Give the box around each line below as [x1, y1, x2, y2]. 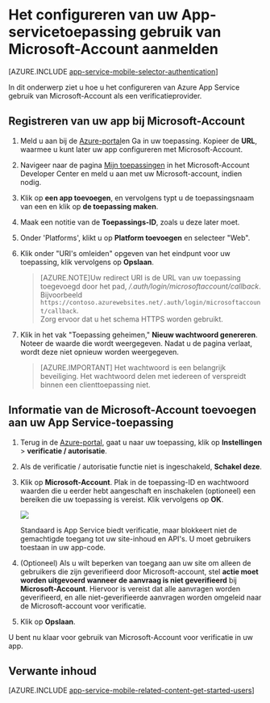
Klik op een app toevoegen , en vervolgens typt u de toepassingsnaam [19, 192, 255, 203]
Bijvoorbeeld [39, 289, 83, 300]
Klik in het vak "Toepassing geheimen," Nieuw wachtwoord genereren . [19, 330, 258, 339]
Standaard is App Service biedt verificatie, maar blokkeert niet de [19, 525, 238, 535]
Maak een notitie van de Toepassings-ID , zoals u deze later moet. [19, 217, 240, 227]
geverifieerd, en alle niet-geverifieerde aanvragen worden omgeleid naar [19, 592, 262, 602]
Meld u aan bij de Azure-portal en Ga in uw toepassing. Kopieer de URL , [19, 136, 258, 145]
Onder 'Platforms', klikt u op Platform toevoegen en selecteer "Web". [19, 233, 251, 242]
